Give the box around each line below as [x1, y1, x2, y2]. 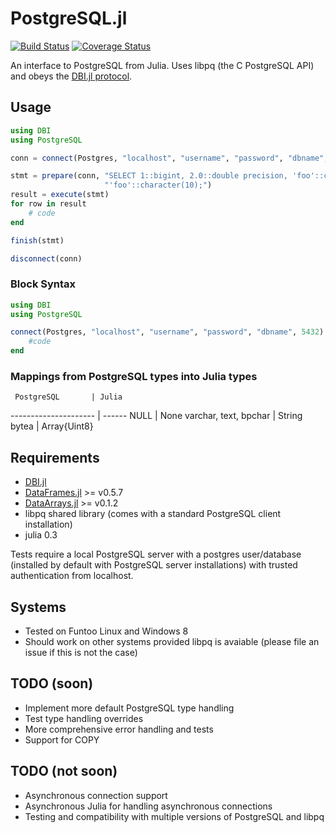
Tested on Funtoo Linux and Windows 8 [24, 625, 189, 637]
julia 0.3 [24, 529, 58, 541]
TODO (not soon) [10, 763, 118, 780]
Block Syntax [10, 277, 77, 291]
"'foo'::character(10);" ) [104, 180, 213, 191]
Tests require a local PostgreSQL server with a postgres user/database [10, 548, 302, 561]
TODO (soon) [10, 675, 94, 692]
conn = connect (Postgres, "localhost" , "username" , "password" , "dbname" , [10, 153, 329, 163]
